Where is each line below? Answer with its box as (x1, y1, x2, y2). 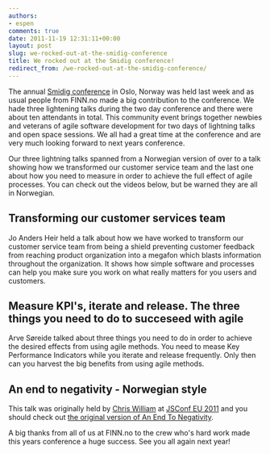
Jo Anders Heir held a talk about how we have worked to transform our (8, 233, 244, 242)
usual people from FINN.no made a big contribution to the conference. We (8, 95, 255, 105)
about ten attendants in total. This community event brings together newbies (8, 112, 263, 122)
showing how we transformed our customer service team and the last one (8, 162, 254, 172)
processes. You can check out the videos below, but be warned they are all (8, 179, 258, 189)
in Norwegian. (8, 187, 55, 198)
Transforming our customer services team (8, 212, 226, 225)
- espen (8, 19, 35, 27)
